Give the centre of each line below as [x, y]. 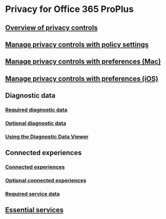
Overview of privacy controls [51, 28]
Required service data [32, 194]
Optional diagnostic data [36, 123]
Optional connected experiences [46, 180]
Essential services [34, 210]
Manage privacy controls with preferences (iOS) [82, 78]
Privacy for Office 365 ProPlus [69, 9]
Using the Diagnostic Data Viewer [47, 136]
